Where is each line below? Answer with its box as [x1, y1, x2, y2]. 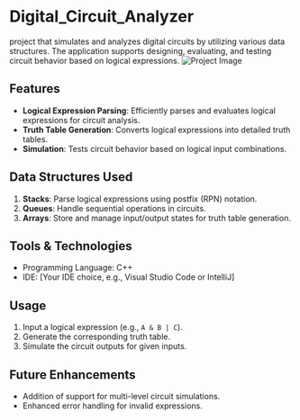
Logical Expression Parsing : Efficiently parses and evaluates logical [22, 105, 277, 116]
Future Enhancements [9, 367, 137, 382]
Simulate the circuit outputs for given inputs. [22, 341, 187, 352]
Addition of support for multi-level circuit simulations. [22, 391, 221, 401]
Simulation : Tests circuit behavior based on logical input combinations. [22, 143, 286, 154]
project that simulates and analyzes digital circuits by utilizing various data [9, 36, 286, 47]
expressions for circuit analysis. [22, 114, 141, 125]
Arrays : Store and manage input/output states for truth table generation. [22, 212, 291, 223]
